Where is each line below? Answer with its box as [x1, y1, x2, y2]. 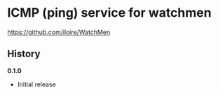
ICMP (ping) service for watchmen [7, 5, 212, 21]
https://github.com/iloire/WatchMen [7, 28, 111, 36]
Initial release [17, 80, 56, 88]
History [7, 48, 41, 60]
